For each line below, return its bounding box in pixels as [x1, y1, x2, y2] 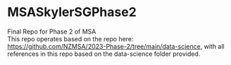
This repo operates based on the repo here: [7, 34, 134, 43]
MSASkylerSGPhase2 [7, 4, 137, 20]
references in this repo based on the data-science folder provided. [7, 50, 201, 58]
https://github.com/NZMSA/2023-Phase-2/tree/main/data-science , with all [7, 42, 225, 50]
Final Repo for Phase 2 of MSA [7, 27, 96, 36]
